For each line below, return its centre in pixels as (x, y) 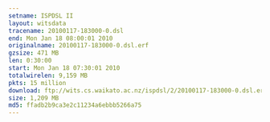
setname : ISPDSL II (41, 16)
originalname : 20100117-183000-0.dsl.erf (79, 46)
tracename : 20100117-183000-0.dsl (66, 31)
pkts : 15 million (37, 83)
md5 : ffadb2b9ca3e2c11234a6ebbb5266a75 (75, 105)
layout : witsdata (37, 23)
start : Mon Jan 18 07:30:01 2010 (64, 68)
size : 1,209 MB (34, 98)
